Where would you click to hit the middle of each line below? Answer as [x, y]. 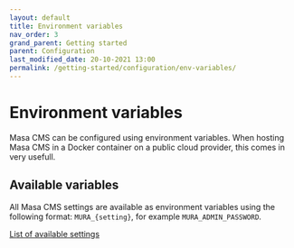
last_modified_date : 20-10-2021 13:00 [82, 60]
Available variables [64, 185]
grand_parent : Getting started [68, 43]
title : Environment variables [66, 26]
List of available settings [55, 234]
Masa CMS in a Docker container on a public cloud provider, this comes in [147, 147]
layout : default [40, 18]
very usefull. [33, 156]
